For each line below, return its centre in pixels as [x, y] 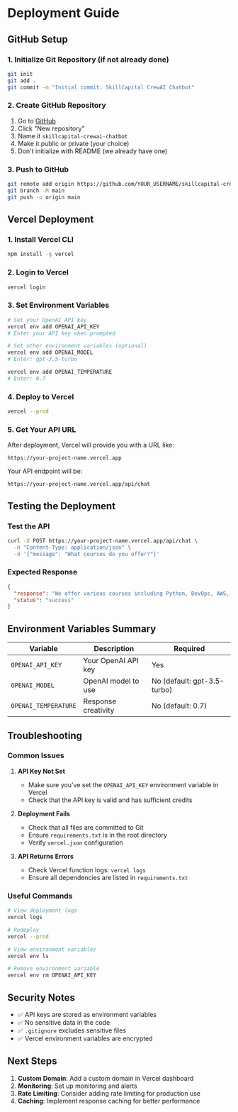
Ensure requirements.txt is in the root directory [98, 835]
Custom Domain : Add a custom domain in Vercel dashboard [106, 1078]
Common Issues [36, 755]
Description [114, 649]
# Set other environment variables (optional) [77, 346]
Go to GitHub [37, 121]
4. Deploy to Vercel [41, 396]
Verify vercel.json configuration [76, 843]
